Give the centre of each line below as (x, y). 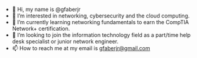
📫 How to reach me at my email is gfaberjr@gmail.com (81, 48)
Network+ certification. (41, 28)
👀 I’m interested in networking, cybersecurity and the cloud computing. (101, 16)
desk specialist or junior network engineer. (65, 41)
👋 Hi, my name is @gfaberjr (46, 9)
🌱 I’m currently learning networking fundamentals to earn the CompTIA (100, 22)
